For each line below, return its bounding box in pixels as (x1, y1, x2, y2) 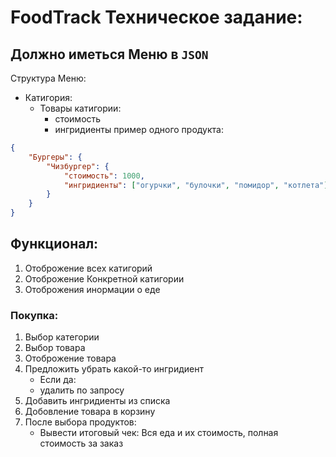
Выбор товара (24, 342, 86, 354)
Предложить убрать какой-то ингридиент (24, 363, 204, 375)
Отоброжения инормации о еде (24, 283, 161, 295)
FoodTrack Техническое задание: (10, 6, 303, 29)
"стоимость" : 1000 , (63, 171, 145, 181)
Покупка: (10, 308, 59, 322)
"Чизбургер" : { (46, 161, 110, 171)
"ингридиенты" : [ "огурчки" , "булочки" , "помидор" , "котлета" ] (63, 180, 329, 190)
